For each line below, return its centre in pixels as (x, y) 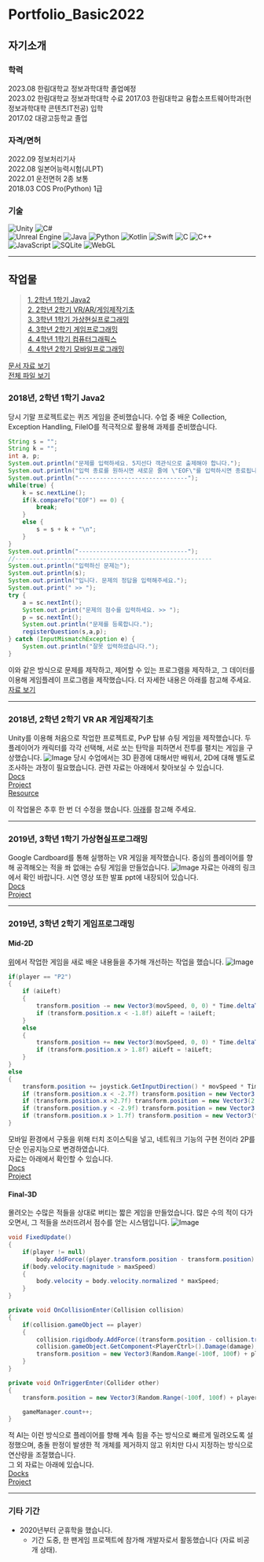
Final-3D (23, 1194)
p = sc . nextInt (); (52, 617)
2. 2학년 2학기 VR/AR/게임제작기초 (81, 310)
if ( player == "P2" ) (40, 977)
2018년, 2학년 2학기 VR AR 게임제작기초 (81, 719)
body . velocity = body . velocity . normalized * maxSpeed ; (128, 1282)
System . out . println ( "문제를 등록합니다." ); (88, 625)
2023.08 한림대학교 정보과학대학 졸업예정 (72, 88)
